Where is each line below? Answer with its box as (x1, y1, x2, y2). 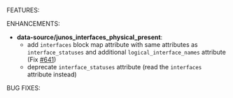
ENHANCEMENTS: (6, 20, 60, 27)
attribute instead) (27, 70, 78, 78)
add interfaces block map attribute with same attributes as (27, 41, 199, 48)
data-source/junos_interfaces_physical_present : (16, 33, 163, 41)
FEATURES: (6, 6, 40, 14)
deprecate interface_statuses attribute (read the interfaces (27, 63, 202, 71)
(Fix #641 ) (27, 55, 57, 64)
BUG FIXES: (6, 84, 41, 92)
